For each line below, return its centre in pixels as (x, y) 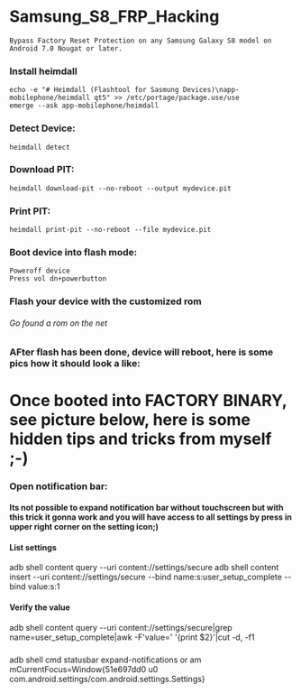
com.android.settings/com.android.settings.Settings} (107, 679)
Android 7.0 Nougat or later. (66, 48)
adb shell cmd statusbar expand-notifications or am (105, 660)
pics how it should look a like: (75, 363)
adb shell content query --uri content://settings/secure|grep (121, 627)
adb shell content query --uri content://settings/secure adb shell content (144, 568)
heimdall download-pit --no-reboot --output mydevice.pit (120, 188)
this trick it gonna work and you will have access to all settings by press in (151, 517)
